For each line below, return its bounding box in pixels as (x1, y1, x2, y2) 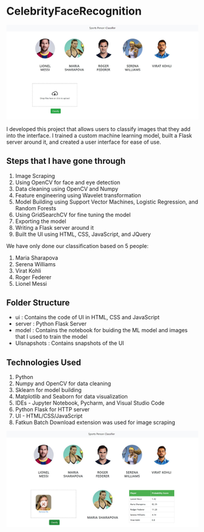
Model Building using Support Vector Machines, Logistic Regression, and (15, 198, 199, 205)
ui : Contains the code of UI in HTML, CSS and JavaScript (15, 314, 160, 321)
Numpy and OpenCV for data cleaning (15, 380, 111, 388)
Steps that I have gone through (6, 156, 126, 166)
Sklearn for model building (15, 386, 82, 394)
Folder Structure (6, 297, 70, 308)
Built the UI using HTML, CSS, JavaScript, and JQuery (15, 230, 151, 238)
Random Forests (15, 204, 57, 211)
